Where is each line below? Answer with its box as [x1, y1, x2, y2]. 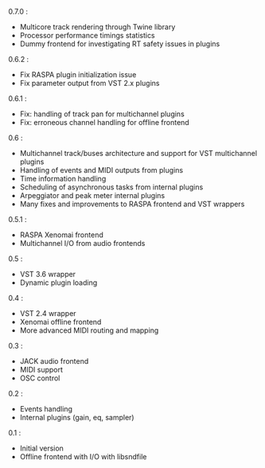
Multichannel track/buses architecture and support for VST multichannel [19, 149, 257, 158]
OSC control [19, 373, 60, 383]
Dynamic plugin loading [19, 278, 98, 287]
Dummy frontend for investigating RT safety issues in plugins [19, 39, 220, 49]
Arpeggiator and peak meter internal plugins [19, 191, 166, 200]
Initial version [19, 443, 64, 453]
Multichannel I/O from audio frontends [19, 239, 146, 248]
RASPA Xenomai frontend [19, 230, 103, 240]
